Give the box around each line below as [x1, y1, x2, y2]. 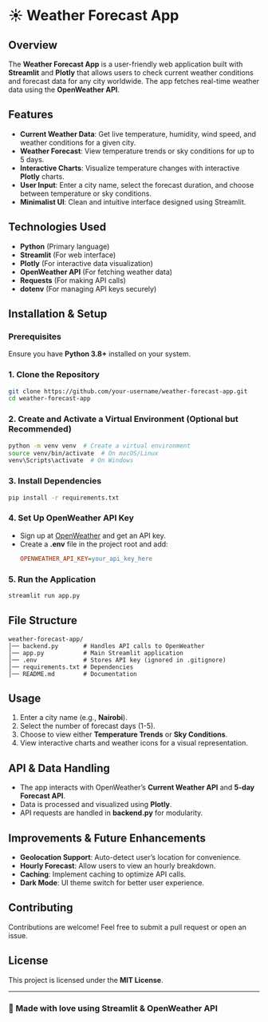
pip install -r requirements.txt [8, 494, 120, 502]
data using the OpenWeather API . [8, 85, 120, 94]
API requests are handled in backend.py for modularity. [19, 808, 203, 817]
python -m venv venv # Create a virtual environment [8, 442, 191, 450]
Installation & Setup [8, 307, 108, 321]
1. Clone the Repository [8, 369, 100, 380]
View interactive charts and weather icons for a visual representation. [19, 738, 249, 748]
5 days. [19, 154, 45, 164]
